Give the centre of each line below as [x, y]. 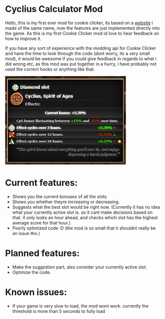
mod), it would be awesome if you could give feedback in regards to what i [81, 58]
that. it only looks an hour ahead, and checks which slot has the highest [85, 217]
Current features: [41, 183]
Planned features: [42, 253]
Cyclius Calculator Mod [54, 9]
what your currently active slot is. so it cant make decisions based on [82, 212]
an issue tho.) [26, 233]
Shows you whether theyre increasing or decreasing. [66, 202]
